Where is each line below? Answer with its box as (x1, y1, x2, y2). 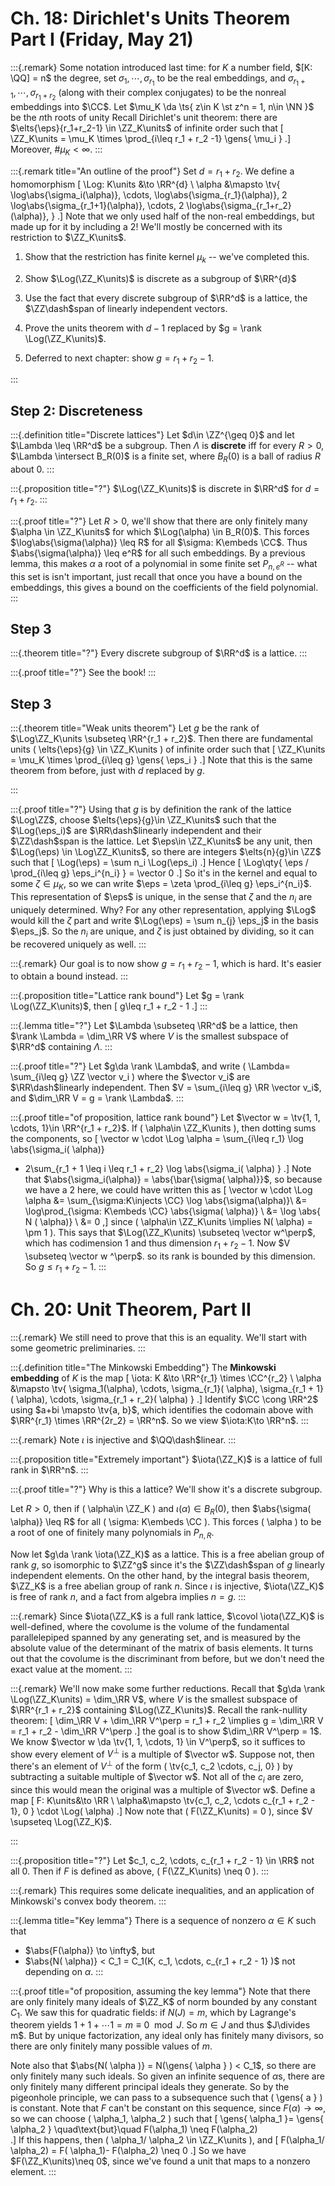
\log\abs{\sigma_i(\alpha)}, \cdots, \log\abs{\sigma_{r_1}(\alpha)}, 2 (10, 188, 288, 201)
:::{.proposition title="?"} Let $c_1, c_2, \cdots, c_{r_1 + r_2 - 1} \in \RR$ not (10, 1854, 315, 1866)
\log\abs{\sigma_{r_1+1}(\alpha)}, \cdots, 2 (10, 199, 185, 211)
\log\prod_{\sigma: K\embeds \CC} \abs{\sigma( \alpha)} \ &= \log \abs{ (24, 1205, 321, 1217)
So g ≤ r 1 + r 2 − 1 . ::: (24, 1261, 107, 1275)
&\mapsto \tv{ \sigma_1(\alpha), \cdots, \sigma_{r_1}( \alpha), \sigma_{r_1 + (10, 1382, 315, 1394)
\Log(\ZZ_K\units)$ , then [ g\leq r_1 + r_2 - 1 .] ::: (10, 1000, 208, 1012)
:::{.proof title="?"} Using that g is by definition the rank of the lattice (10, 803, 292, 816)
